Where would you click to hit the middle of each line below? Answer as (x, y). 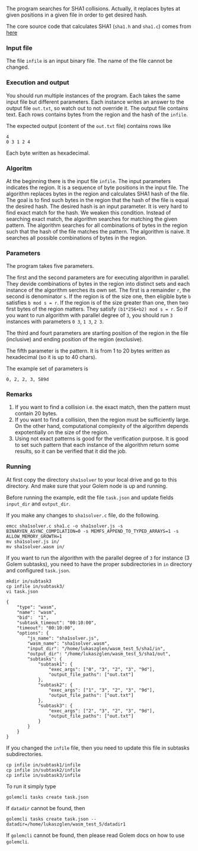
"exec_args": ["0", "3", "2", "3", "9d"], (102, 669)
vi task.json (22, 591)
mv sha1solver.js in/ (33, 542)
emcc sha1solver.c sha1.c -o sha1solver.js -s (65, 526)
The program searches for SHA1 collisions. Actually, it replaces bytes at (93, 9)
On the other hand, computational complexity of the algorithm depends (101, 426)
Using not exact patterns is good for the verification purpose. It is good (101, 439)
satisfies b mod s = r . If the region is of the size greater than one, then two (97, 303)
